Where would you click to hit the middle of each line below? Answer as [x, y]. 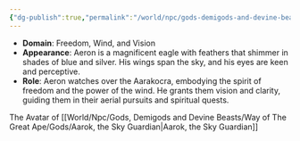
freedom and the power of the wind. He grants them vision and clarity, [151, 90]
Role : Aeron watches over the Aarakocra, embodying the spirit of [142, 80]
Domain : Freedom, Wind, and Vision [89, 43]
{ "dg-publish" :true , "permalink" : [71, 17]
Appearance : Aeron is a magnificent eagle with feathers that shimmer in [155, 52]
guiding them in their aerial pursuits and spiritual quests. [125, 100]
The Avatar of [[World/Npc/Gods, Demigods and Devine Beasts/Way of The [148, 117]
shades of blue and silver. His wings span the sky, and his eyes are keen [155, 62]
